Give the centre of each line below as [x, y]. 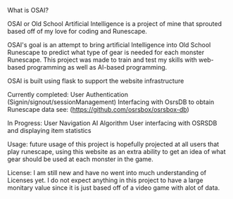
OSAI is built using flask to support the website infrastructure [96, 81]
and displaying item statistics [49, 130]
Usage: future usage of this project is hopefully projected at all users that [113, 144]
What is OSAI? [28, 10]
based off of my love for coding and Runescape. [77, 31]
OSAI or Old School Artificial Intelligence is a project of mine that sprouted [115, 24]
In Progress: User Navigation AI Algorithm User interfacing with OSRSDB [112, 123]
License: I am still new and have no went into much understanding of [107, 173]
